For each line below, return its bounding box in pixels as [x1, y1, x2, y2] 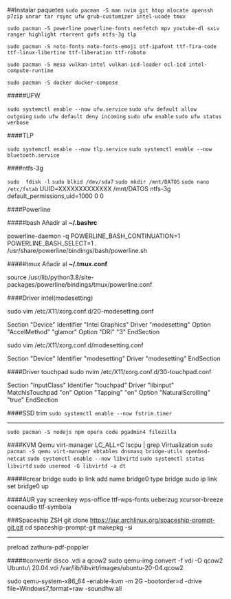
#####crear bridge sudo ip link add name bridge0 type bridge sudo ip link [7, 475, 218, 483]
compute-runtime [7, 67, 54, 74]
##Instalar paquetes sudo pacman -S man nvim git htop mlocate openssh [7, 6, 214, 14]
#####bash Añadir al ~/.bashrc [7, 219, 98, 226]
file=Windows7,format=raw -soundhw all [7, 585, 122, 592]
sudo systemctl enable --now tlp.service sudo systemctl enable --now [7, 146, 212, 153]
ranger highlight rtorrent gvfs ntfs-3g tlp [7, 31, 137, 38]
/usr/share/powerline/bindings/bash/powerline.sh [7, 247, 148, 254]
